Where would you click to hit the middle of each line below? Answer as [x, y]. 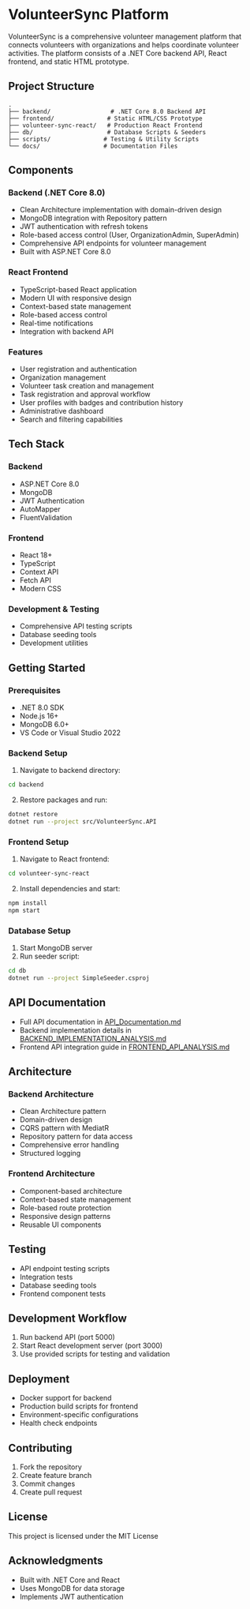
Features [26, 351]
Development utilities [54, 643]
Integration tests [46, 1277]
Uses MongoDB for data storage [72, 1588]
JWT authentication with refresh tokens [84, 227]
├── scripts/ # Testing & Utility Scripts [104, 139]
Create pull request [51, 1492]
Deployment [39, 1379]
